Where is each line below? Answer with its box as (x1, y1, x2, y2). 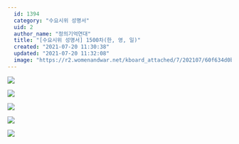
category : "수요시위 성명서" (14, 17, 90, 24)
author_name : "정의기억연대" (14, 30, 91, 38)
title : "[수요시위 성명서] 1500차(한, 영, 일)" (14, 37, 141, 44)
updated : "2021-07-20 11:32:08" (14, 50, 110, 57)
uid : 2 (14, 23, 33, 31)
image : (14, 57, 33, 64)
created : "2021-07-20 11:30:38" (14, 43, 110, 50)
